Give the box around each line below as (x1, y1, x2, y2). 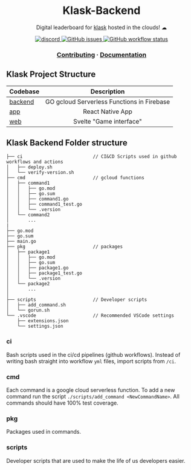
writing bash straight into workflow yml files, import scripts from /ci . (6, 357, 176, 365)
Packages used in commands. (6, 428, 82, 435)
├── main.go (6, 239, 36, 245)
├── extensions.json (17, 318, 69, 324)
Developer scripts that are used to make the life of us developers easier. (6, 457, 186, 464)
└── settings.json (17, 323, 63, 329)
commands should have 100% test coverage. (6, 399, 119, 406)
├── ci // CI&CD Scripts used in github (6, 154, 177, 160)
